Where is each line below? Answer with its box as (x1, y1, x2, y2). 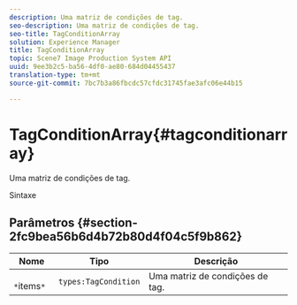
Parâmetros (9, 215, 75, 230)
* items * (13, 280, 46, 293)
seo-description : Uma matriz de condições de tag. (9, 21, 200, 30)
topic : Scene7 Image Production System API (9, 54, 172, 63)
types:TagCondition (58, 277, 141, 287)
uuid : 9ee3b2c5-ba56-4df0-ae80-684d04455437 (9, 63, 176, 72)
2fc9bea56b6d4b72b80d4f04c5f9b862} (9, 229, 243, 244)
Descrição (194, 255, 239, 268)
